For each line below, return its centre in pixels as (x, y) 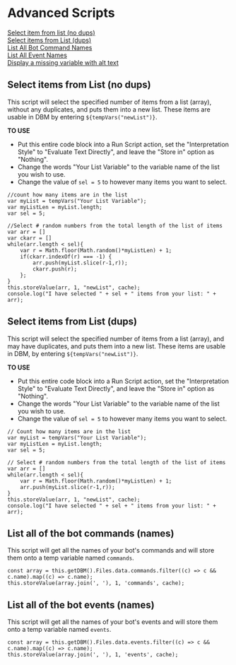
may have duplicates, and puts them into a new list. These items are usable (117, 346)
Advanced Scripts (61, 13)
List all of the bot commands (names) (91, 533)
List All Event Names (37, 55)
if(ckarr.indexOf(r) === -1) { (66, 257)
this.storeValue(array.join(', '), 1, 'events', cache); (93, 655)
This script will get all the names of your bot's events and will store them (113, 622)
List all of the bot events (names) (81, 605)
